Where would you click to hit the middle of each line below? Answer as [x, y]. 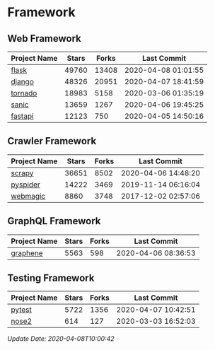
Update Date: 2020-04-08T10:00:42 [61, 339]
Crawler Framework [52, 141]
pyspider [25, 185]
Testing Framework [51, 278]
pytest [21, 310]
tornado [24, 93]
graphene [27, 253]
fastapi [22, 116]
